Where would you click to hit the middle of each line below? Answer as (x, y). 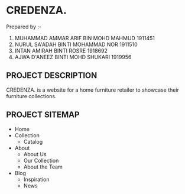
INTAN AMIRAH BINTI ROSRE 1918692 (61, 50)
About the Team (43, 167)
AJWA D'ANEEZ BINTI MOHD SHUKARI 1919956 (73, 57)
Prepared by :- (24, 27)
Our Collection (41, 160)
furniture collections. (32, 96)
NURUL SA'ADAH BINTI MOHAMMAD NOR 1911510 (76, 44)
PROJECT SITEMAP (43, 115)
